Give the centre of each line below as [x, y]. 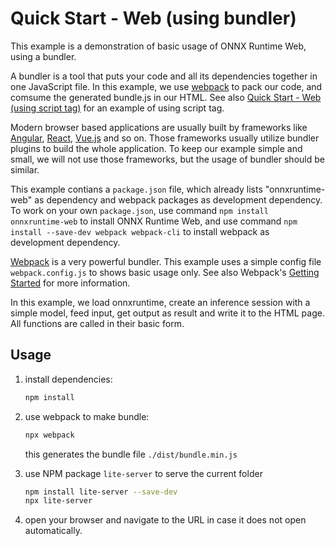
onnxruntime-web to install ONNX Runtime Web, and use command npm [154, 221]
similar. [25, 169]
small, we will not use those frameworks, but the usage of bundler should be [167, 159]
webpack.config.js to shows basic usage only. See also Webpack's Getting [165, 272]
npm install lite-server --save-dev [101, 492]
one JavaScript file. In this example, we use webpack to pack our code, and [166, 86]
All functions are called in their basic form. [97, 323]
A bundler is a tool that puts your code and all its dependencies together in [164, 76]
